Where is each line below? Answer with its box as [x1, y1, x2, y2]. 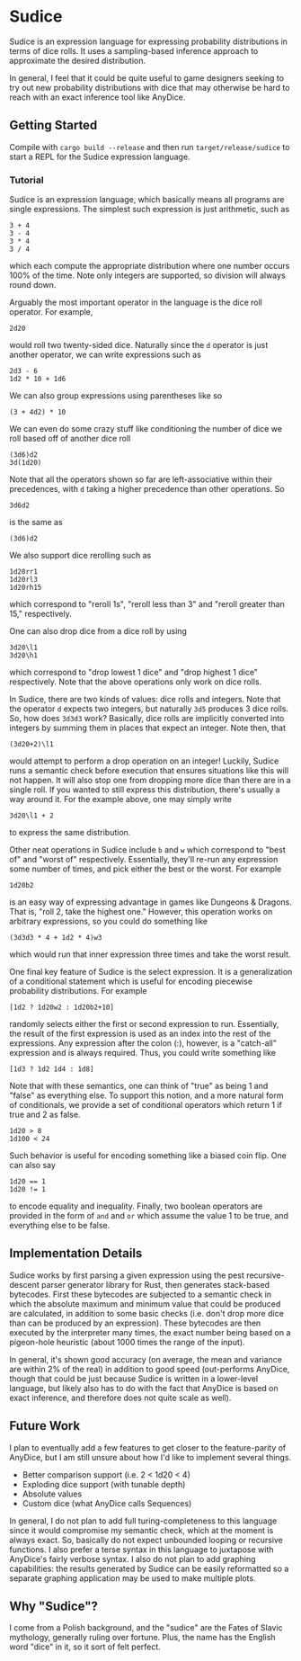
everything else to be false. [9, 1220, 111, 1231]
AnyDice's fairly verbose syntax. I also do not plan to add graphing [9, 1553, 256, 1564]
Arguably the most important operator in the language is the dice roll [9, 297, 262, 308]
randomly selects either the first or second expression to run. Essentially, [9, 1019, 279, 1030]
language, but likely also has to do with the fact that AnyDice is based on [9, 1382, 279, 1393]
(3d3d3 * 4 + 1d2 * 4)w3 [9, 933, 102, 942]
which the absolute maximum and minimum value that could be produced [9, 1298, 281, 1309]
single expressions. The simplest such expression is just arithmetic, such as [9, 204, 290, 215]
